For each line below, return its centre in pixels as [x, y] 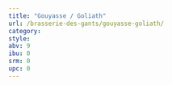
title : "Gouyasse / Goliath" [57, 16]
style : [19, 38]
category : [25, 31]
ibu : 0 [19, 53]
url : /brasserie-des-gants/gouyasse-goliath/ [86, 23]
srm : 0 [19, 62]
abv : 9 [19, 46]
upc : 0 [19, 69]
